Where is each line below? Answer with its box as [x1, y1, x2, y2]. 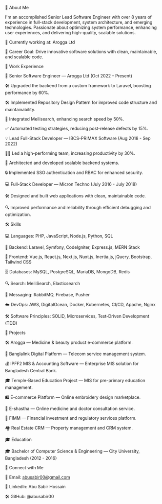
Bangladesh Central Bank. [5, 368, 58, 373]
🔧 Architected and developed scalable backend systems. [5, 160, 120, 166]
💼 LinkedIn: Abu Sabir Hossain [5, 484, 66, 489]
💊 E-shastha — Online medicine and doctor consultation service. [5, 406, 135, 411]
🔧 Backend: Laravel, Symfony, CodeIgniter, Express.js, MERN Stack [5, 244, 140, 250]
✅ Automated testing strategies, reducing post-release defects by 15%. [5, 125, 148, 131]
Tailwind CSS [5, 259, 32, 264]
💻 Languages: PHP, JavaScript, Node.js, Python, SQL [5, 233, 113, 239]
